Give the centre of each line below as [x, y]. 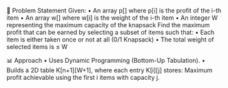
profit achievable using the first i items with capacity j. [83, 77]
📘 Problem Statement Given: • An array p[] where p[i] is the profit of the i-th [114, 11]
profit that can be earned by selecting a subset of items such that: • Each [111, 32]
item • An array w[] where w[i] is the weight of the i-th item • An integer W [112, 18]
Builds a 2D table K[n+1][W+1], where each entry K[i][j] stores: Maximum [110, 70]
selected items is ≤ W [37, 47]
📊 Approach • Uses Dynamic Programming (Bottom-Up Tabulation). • [106, 60]
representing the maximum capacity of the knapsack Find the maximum [108, 25]
